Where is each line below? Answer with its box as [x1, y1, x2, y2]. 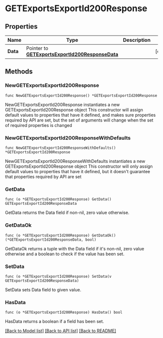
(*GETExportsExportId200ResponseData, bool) [5, 237, 97, 242]
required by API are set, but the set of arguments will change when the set [5, 117, 154, 123]
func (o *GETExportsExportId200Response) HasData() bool [5, 310, 123, 315]
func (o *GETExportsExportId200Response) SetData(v [5, 274, 112, 279]
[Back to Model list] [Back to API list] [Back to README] [5, 328, 116, 334]
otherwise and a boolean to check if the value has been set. [5, 251, 125, 257]
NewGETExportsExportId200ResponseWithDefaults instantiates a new [5, 158, 146, 164]
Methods [5, 68, 33, 76]
